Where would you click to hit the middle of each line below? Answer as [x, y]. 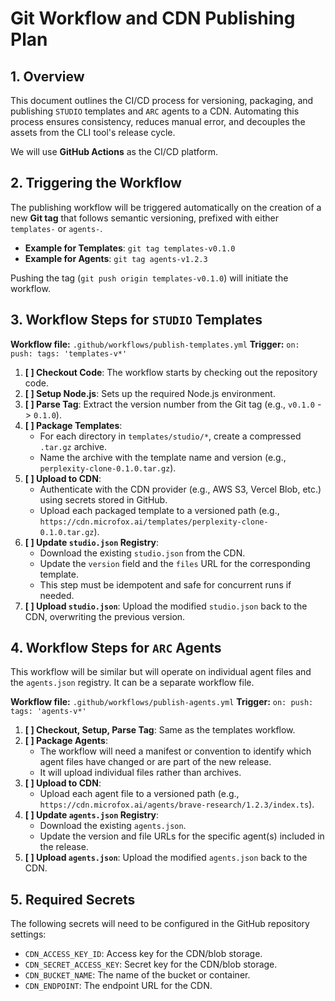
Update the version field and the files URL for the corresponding [175, 563]
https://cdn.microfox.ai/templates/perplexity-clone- [154, 522]
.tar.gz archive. [73, 446]
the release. [64, 847]
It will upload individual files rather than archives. [140, 773]
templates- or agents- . [56, 228]
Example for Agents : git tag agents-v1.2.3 [116, 258]
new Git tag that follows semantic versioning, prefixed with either [144, 218]
